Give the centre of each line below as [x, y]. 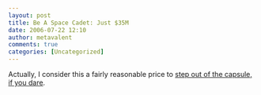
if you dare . [27, 82]
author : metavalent [40, 37]
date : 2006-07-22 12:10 [47, 30]
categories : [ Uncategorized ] [56, 52]
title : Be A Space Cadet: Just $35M [68, 23]
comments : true [33, 45]
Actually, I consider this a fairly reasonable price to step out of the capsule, [130, 74]
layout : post [30, 15]
